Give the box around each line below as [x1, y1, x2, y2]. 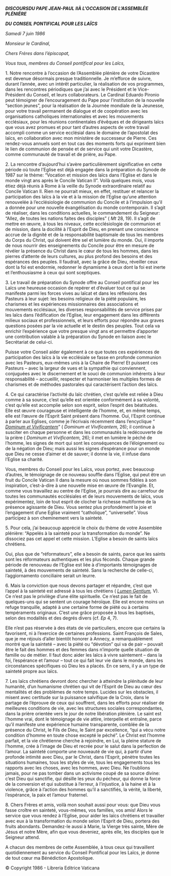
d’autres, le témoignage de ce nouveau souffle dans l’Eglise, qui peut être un [5, 472, 166, 477]
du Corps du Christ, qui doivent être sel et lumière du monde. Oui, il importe [5, 237, 164, 243]
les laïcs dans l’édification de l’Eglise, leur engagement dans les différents [5, 312, 160, 318]
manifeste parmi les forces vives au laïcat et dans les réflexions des [5, 290, 147, 296]
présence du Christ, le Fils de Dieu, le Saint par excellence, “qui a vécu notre [5, 727, 166, 733]
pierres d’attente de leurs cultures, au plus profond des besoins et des [5, 253, 153, 259]
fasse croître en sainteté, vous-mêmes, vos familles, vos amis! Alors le [5, 807, 153, 813]
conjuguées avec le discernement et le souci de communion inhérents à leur [5, 371, 165, 376]
